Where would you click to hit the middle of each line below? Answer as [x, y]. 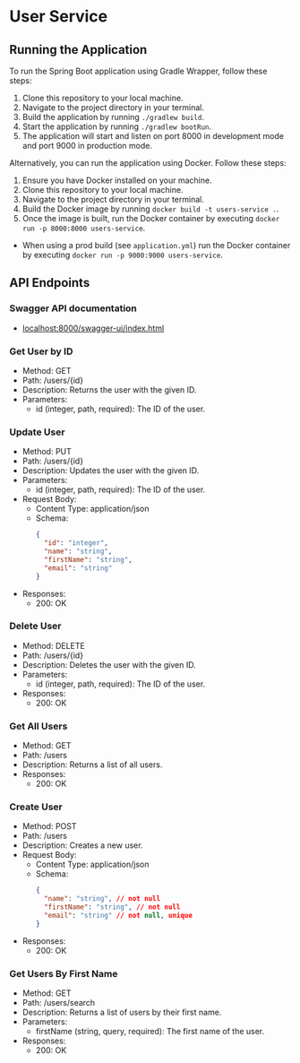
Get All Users [39, 726]
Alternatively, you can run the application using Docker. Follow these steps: [148, 163]
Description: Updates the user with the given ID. [111, 471]
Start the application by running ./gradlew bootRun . [117, 126]
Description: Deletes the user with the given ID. [109, 664]
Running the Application [78, 50]
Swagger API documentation [73, 308]
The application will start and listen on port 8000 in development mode [153, 136]
